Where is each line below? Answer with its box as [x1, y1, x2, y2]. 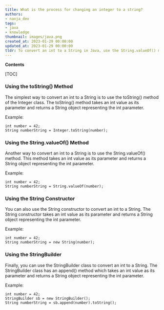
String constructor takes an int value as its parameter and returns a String [5, 211, 153, 218]
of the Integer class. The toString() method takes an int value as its [5, 99, 139, 105]
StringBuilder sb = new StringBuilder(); [5, 296, 91, 301]
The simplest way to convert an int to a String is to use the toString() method [5, 94, 159, 100]
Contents [5, 62, 24, 67]
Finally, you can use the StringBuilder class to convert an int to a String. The [5, 262, 158, 268]
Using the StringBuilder [5, 251, 62, 258]
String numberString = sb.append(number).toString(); [5, 300, 117, 305]
